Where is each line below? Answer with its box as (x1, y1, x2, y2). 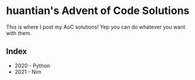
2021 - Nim (14, 68, 42, 75)
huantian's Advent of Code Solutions (6, 4, 190, 18)
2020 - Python (14, 62, 51, 69)
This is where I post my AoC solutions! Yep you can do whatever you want (6, 23, 186, 30)
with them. (6, 29, 32, 36)
